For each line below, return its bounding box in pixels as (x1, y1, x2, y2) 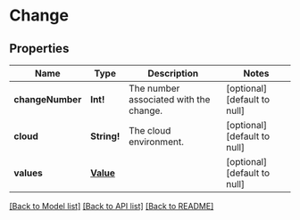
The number (128, 82, 180, 94)
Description (147, 68, 199, 79)
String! (90, 130, 121, 143)
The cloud (128, 125, 171, 136)
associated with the (128, 94, 211, 105)
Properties (9, 41, 70, 56)
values (13, 167, 43, 179)
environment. (128, 135, 185, 148)
